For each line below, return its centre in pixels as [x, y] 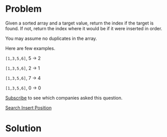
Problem [23, 9]
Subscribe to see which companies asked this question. [64, 98]
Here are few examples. [30, 48]
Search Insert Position [29, 107]
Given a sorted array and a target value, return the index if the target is [80, 23]
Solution [23, 129]
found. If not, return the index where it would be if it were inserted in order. [84, 28]
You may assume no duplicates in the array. [51, 38]
